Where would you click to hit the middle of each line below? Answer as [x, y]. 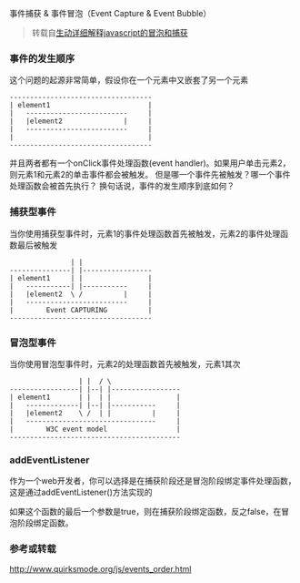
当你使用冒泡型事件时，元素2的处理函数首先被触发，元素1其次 [125, 363]
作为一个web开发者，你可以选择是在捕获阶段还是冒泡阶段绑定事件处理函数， [153, 481]
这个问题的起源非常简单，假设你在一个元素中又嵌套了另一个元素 [129, 80]
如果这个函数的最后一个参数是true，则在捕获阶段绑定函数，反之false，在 [145, 512]
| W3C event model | [95, 429]
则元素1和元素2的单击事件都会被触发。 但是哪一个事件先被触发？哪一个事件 [150, 175]
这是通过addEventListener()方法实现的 [81, 492]
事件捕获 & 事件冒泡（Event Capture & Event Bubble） [110, 13]
